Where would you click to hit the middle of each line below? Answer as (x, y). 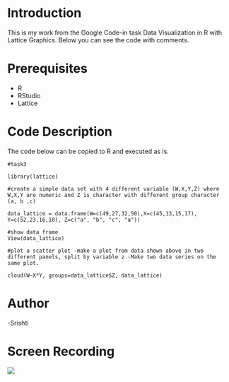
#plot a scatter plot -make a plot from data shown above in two (105, 251)
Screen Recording (61, 351)
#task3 (17, 164)
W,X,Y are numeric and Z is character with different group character (113, 195)
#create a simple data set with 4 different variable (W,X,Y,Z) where (113, 189)
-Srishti (18, 323)
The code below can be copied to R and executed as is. (88, 151)
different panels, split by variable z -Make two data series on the (112, 257)
